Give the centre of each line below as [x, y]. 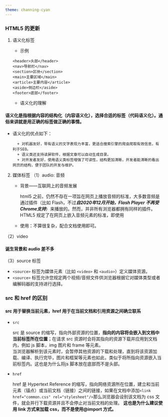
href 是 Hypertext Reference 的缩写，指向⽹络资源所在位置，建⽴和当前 [86, 384]
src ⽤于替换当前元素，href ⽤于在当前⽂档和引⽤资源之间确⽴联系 [73, 311]
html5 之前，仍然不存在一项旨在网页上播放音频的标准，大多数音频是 [90, 196]
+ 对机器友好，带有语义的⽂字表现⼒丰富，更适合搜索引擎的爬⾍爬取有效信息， [86, 144]
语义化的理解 [33, 102]
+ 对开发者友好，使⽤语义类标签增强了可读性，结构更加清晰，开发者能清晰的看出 [88, 160]
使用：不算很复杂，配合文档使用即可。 [59, 226]
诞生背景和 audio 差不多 [30, 248]
